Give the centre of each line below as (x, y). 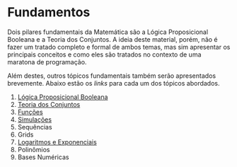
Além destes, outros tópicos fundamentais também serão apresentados (112, 76)
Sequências (35, 127)
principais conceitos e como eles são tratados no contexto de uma (104, 54)
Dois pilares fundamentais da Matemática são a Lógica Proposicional (108, 32)
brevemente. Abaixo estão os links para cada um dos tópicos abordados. (114, 83)
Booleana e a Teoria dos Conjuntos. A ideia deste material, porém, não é (112, 39)
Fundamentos (49, 12)
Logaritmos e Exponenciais (57, 142)
